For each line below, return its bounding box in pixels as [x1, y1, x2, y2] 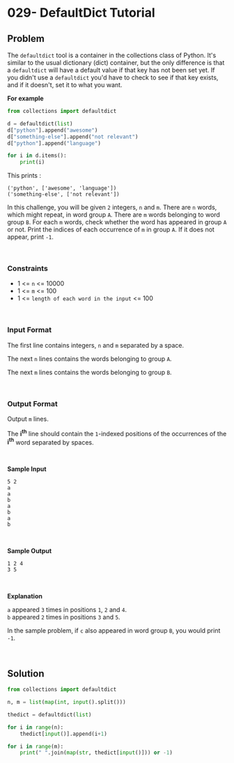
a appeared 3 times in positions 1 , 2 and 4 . [7, 606, 127, 614]
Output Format [7, 399, 58, 408]
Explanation [7, 592, 43, 601]
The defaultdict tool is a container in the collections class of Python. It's [7, 51, 217, 59]
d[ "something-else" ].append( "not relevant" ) [7, 133, 139, 140]
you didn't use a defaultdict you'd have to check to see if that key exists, [7, 73, 219, 82]
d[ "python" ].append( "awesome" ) [7, 127, 98, 134]
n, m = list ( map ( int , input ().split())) [7, 699, 127, 706]
